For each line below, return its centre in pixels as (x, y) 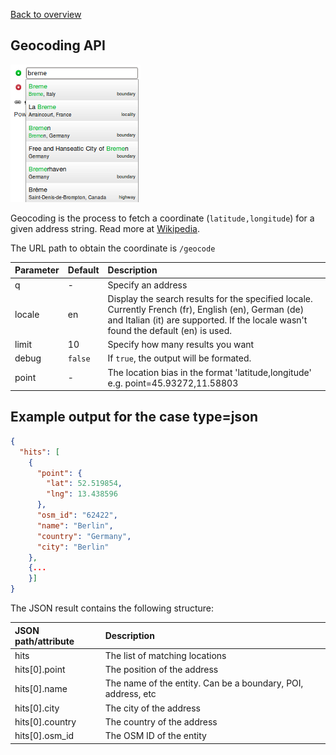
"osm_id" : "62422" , (77, 515)
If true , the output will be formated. (179, 358)
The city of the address (152, 708)
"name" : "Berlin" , (75, 525)
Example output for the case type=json (134, 417)
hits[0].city (37, 708)
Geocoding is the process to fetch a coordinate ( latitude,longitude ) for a (162, 218)
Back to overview (46, 14)
